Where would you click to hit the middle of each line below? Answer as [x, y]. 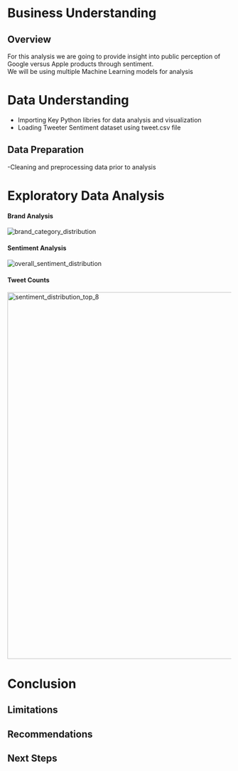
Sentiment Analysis [37, 248]
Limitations [33, 710]
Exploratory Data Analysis [86, 195]
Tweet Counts [28, 280]
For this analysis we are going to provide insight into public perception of [114, 56]
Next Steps [32, 758]
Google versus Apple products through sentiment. [81, 64]
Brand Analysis [30, 216]
